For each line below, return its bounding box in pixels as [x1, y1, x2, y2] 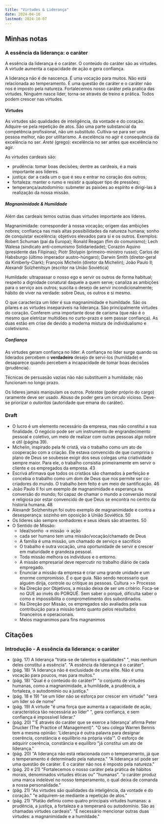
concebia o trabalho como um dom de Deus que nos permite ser [12, 475, 143, 481]
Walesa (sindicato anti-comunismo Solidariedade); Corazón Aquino [5, 244, 141, 250]
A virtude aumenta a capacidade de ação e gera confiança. [5, 66, 125, 72]
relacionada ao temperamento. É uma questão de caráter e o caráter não [5, 81, 152, 87]
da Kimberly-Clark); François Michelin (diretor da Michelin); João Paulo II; [5, 259, 153, 266]
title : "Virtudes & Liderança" [5, 7, 69, 12]
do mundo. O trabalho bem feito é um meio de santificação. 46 [32, 481, 160, 487]
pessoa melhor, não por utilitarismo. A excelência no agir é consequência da [5, 134, 159, 140]
